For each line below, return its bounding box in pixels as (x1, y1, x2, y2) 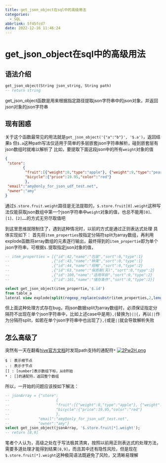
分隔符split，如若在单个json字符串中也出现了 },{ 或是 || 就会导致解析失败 (9, 317, 155, 323)
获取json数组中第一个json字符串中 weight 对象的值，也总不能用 (18, 209, 144, 215)
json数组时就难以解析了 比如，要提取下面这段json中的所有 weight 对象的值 (5, 146, 154, 152)
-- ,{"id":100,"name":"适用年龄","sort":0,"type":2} (5, 272, 153, 278)
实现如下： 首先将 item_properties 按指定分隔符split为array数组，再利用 (9, 232, 154, 238)
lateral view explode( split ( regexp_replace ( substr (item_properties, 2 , (5, 295, 154, 300)
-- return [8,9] (5, 430, 39, 435)
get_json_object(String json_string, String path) (5, 83, 112, 88)
